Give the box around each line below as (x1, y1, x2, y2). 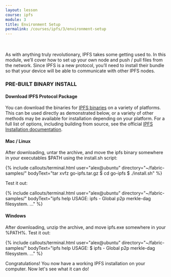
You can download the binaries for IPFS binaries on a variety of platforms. (5, 104, 161, 111)
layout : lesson (5, 7, 38, 13)
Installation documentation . (5, 126, 63, 133)
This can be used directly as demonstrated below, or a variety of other (5, 110, 154, 116)
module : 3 (5, 17, 27, 22)
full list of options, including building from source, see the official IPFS (5, 121, 153, 127)
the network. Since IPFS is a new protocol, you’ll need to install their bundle (5, 62, 165, 69)
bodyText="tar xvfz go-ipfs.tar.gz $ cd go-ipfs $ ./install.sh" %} (28, 170, 162, 177)
